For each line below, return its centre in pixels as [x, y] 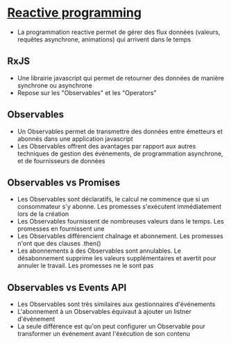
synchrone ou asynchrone [54, 85]
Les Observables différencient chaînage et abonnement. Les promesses [120, 236]
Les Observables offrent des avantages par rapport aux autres [106, 146]
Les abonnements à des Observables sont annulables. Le [99, 251]
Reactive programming [75, 13]
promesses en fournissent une [61, 229]
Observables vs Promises [64, 182]
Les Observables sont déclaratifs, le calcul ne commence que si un [113, 199]
